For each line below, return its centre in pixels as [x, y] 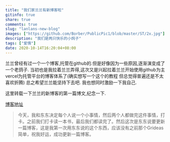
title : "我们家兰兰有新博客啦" [35, 10]
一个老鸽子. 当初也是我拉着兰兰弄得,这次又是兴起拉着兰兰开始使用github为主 [85, 69]
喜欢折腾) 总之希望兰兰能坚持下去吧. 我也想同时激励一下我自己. [71, 82]
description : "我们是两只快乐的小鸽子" [43, 39]
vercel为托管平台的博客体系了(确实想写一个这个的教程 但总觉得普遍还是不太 [84, 76]
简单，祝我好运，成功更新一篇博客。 [56, 134]
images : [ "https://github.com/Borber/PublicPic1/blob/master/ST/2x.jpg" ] [85, 34]
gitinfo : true [20, 15]
